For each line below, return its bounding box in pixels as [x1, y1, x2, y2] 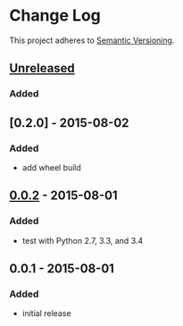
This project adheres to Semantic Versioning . [9, 35, 175, 46]
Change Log [9, 5, 101, 26]
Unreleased [9, 61, 76, 76]
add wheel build [21, 162, 82, 172]
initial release [21, 308, 71, 319]
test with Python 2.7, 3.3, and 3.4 [21, 235, 144, 246]
